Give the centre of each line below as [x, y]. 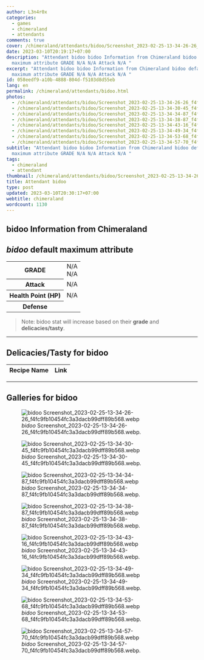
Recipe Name [29, 370]
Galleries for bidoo [42, 398]
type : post [20, 188]
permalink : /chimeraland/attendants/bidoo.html [68, 91]
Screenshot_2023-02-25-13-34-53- [82, 613]
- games [22, 23]
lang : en [17, 86]
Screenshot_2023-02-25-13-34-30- [83, 457]
